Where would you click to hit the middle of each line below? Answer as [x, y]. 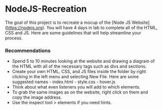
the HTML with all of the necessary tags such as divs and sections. [79, 66]
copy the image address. [37, 97]
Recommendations [28, 51]
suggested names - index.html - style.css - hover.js [64, 82]
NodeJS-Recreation [46, 9]
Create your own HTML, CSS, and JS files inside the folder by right [79, 72]
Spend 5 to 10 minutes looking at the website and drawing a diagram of [83, 61]
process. [14, 38]
